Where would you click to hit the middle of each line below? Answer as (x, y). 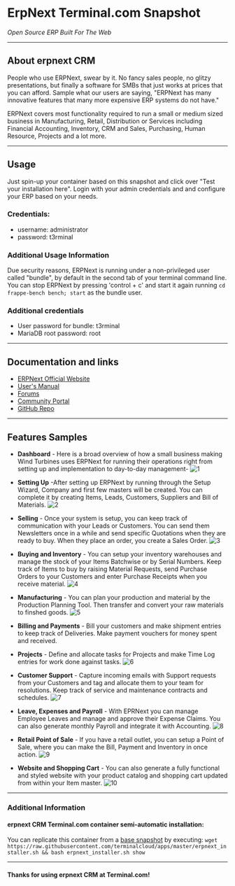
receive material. (42, 584)
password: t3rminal (45, 237)
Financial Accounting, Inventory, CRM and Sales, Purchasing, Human (106, 128)
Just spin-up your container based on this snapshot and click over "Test (111, 181)
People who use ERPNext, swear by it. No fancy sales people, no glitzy (109, 78)
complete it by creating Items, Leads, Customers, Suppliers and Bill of (118, 498)
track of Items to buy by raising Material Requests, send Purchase (112, 569)
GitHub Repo (36, 409)
